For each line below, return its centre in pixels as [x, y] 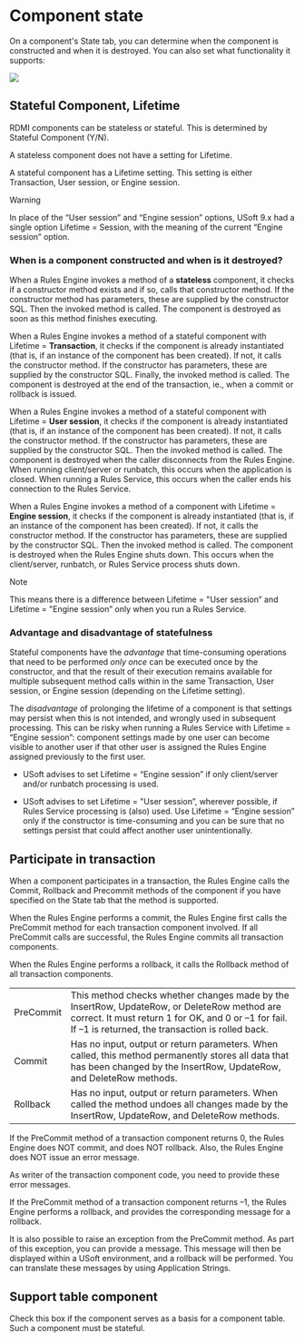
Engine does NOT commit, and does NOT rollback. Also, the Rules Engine [147, 1148]
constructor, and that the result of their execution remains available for [141, 672]
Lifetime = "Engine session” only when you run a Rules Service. [128, 609]
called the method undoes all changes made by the [179, 1104]
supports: [27, 60]
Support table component [84, 1296]
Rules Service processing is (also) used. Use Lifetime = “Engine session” [158, 811]
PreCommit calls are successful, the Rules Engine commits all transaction [147, 937]
